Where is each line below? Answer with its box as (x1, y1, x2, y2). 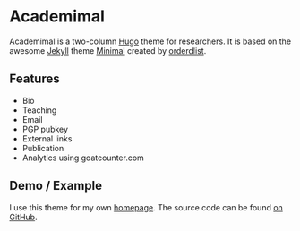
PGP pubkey (21, 124, 69, 134)
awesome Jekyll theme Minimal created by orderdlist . (9, 45, 207, 56)
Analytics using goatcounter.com (21, 152, 145, 163)
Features (9, 72, 60, 87)
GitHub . (9, 211, 38, 222)
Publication (21, 142, 64, 153)
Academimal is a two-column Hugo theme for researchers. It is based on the (9, 36, 292, 47)
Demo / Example (9, 178, 103, 193)
